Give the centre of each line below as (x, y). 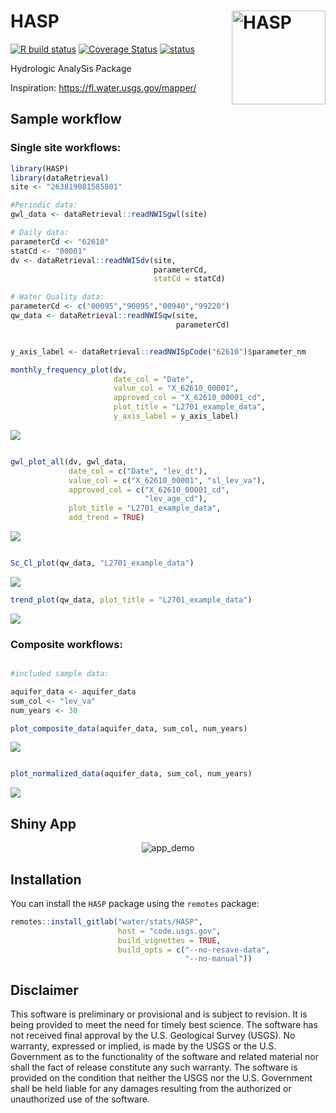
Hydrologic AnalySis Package (71, 68)
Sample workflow (66, 119)
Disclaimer (44, 990)
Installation (46, 879)
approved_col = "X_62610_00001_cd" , (190, 398)
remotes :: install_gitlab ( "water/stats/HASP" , (106, 921)
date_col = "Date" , (154, 379)
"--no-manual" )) (218, 959)
